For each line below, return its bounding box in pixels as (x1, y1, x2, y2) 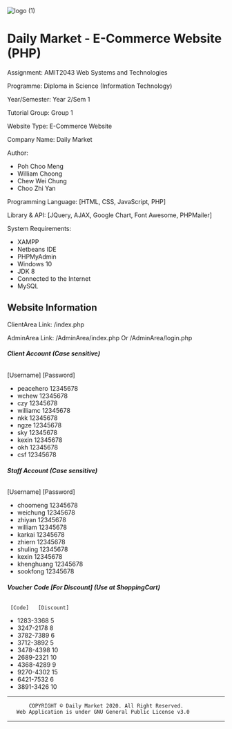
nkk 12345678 (17, 414, 58, 422)
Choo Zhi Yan (17, 184, 57, 192)
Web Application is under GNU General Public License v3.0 (16, 709, 190, 716)
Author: (7, 149, 29, 157)
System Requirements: (7, 224, 72, 232)
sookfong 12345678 (17, 567, 75, 575)
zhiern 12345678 (17, 538, 66, 546)
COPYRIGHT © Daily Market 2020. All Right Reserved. (28, 703, 184, 710)
